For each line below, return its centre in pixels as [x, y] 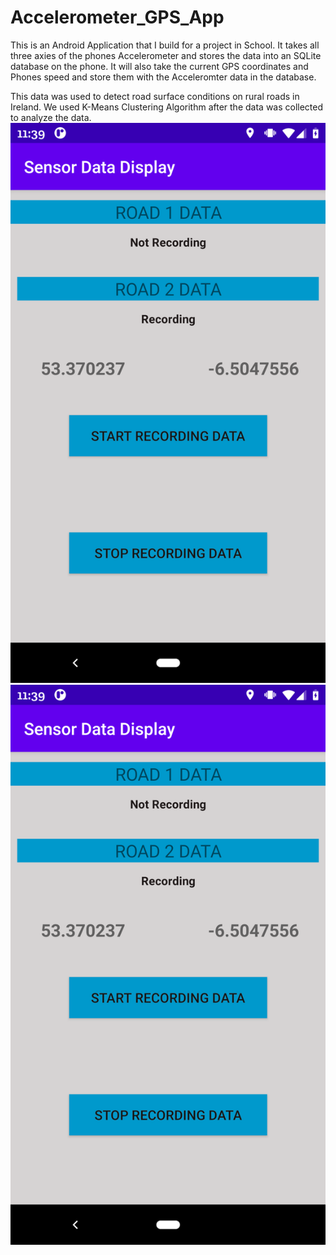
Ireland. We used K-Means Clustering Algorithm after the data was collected [167, 107]
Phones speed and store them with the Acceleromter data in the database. [163, 77]
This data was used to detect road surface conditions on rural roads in [155, 96]
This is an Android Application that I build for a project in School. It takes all [165, 45]
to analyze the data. [51, 117]
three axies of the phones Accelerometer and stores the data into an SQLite [166, 55]
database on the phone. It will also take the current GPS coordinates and [159, 66]
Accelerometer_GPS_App [117, 17]
